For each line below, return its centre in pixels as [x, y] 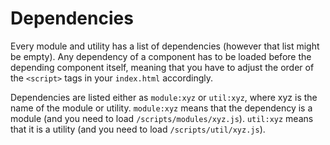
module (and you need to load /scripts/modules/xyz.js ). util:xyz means [162, 118]
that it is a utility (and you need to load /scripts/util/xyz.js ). [138, 129]
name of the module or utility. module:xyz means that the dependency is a [161, 108]
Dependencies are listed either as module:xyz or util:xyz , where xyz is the [164, 97]
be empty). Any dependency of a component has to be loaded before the [161, 56]
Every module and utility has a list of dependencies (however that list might [165, 46]
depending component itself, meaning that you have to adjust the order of [162, 67]
